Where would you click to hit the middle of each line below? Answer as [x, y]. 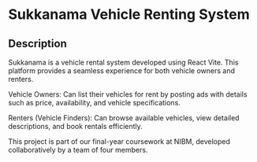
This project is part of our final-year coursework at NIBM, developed [119, 142]
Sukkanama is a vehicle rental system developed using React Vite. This [123, 62]
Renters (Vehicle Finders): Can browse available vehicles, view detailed [124, 118]
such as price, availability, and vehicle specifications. [95, 103]
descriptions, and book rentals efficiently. [76, 126]
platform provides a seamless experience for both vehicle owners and [121, 71]
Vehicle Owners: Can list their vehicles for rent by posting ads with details [128, 94]
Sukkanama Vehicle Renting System [129, 15]
